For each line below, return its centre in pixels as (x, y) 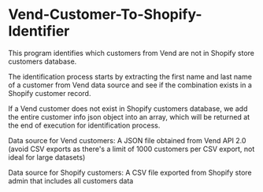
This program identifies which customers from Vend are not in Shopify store (131, 53)
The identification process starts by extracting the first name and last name (130, 76)
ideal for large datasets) (47, 157)
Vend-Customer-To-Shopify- (105, 15)
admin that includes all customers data (71, 181)
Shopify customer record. (50, 93)
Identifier (39, 31)
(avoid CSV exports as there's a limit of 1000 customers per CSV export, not (131, 149)
